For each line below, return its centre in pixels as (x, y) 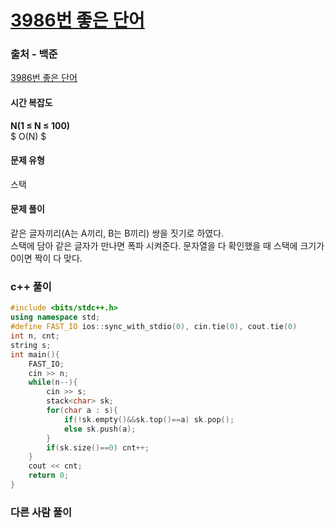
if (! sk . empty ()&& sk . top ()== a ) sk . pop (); (149, 419)
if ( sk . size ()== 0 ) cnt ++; (98, 447)
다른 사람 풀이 (41, 512)
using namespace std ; (55, 317)
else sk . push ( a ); (100, 429)
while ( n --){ (53, 382)
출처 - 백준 (34, 54)
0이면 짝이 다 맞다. (46, 258)
